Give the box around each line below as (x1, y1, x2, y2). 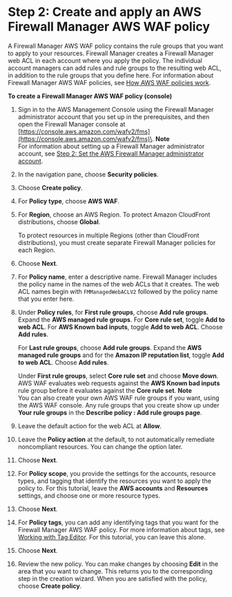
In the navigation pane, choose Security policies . (17, 170, 159, 178)
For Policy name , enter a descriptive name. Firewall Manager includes (17, 273, 217, 281)
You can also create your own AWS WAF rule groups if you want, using (17, 394, 220, 402)
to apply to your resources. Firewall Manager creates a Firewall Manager (8, 49, 214, 57)
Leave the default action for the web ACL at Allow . (17, 421, 162, 430)
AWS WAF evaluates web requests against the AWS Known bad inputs (17, 378, 220, 387)
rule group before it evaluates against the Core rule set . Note (17, 386, 193, 394)
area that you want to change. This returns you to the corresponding (17, 567, 213, 575)
